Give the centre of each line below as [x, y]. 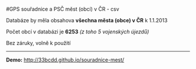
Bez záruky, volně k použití [38, 43]
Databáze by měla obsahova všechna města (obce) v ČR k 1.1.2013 [87, 20]
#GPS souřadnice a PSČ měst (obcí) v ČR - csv [63, 9]
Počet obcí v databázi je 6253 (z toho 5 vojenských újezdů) [78, 32]
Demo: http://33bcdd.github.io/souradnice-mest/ [65, 60]
